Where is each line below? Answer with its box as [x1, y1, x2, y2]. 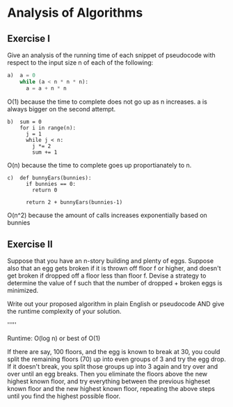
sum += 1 [32, 148, 58, 156]
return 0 [32, 186, 58, 193]
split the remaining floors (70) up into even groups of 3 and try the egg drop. [7, 355, 226, 363]
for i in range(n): [19, 124, 77, 131]
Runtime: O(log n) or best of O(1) [7, 334, 101, 342]
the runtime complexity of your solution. [7, 308, 122, 316]
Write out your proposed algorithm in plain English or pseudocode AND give [7, 300, 225, 308]
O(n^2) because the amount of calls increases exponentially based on [7, 211, 207, 219]
